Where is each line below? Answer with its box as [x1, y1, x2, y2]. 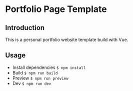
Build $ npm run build [12, 69, 58, 75]
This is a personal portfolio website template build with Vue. [5, 36, 128, 42]
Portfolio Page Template [5, 3, 107, 15]
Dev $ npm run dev [12, 80, 51, 86]
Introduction [5, 23, 45, 32]
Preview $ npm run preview [12, 75, 68, 81]
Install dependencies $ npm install [12, 64, 86, 70]
